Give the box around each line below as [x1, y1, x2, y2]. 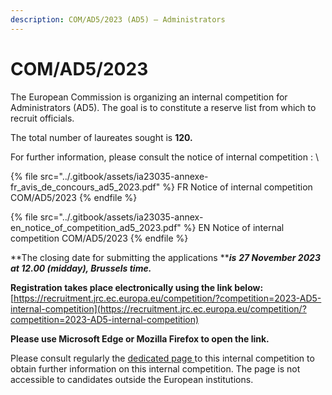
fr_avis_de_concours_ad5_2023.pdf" [10, 181, 161, 193]
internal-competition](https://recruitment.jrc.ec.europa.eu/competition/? [10, 302, 307, 315]
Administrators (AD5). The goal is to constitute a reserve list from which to [10, 101, 317, 113]
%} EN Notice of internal [183, 221, 285, 233]
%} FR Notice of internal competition [162, 181, 313, 193]
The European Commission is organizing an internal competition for [10, 91, 288, 103]
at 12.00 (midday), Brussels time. [10, 262, 152, 274]
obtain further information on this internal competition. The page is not [10, 362, 301, 375]
